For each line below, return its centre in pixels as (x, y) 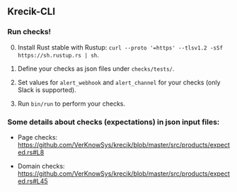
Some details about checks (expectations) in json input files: (114, 122)
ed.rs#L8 (31, 152)
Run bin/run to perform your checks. (71, 103)
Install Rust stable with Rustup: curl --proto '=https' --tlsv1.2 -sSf (120, 47)
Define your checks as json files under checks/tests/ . (96, 68)
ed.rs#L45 (33, 181)
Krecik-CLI (31, 12)
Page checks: (37, 137)
